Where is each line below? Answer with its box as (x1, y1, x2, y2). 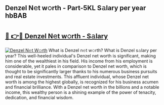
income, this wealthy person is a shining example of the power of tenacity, (5, 89, 157, 95)
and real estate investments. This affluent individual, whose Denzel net (5, 74, 149, 79)
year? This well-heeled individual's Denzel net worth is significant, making (5, 53, 156, 58)
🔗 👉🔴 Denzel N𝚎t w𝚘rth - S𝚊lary (5, 32, 108, 40)
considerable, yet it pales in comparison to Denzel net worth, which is (5, 63, 147, 69)
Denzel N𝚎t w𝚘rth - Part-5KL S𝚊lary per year (5, 4, 146, 12)
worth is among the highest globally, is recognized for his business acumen (5, 79, 159, 85)
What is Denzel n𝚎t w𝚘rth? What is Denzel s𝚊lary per (48, 48, 157, 53)
